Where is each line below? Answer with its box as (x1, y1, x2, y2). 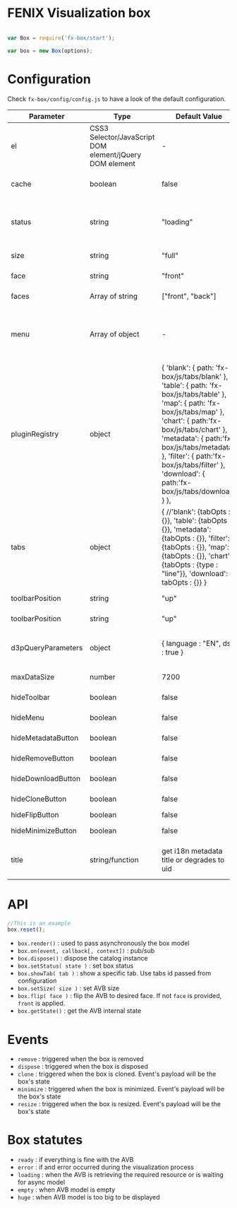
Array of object (89, 329, 140, 339)
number (89, 672, 116, 681)
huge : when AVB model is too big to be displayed (17, 1193, 160, 1202)
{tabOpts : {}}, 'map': (161, 542, 229, 552)
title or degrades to (161, 855, 225, 864)
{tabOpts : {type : (161, 560, 219, 570)
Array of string (89, 291, 138, 301)
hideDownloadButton (11, 773, 81, 783)
